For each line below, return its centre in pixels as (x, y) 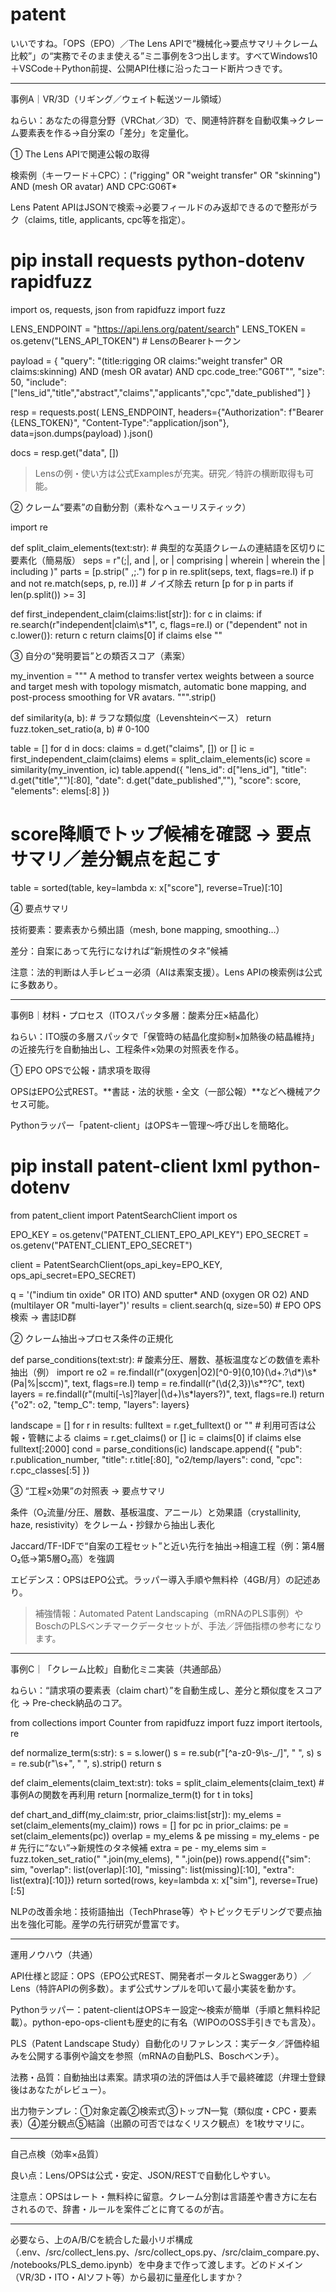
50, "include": (38, 382)
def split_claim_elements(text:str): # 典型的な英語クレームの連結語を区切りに (168, 547)
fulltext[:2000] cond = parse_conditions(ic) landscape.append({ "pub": (156, 1449)
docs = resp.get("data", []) (65, 452)
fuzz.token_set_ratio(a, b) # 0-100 (80, 729)
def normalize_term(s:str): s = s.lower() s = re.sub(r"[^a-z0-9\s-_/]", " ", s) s (166, 1752)
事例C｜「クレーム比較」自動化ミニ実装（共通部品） (118, 1669)
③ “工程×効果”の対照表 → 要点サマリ (88, 1490)
